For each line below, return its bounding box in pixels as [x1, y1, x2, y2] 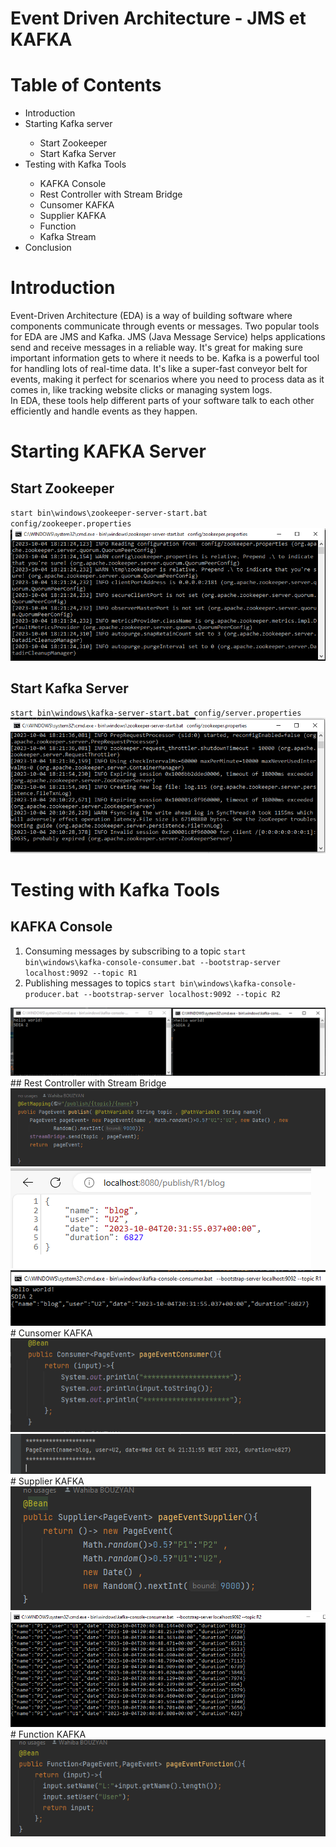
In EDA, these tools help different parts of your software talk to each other [10, 395, 315, 407]
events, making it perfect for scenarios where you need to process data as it [10, 373, 325, 386]
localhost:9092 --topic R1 [24, 968, 138, 978]
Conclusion [24, 242, 72, 254]
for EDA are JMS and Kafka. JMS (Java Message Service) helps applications [10, 331, 326, 343]
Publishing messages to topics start [24, 977, 177, 989]
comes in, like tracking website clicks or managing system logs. [10, 384, 273, 396]
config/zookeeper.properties [10, 519, 132, 529]
